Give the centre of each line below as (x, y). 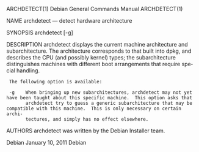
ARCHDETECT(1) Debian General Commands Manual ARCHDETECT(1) (95, 9)
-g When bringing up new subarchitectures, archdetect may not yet (100, 93)
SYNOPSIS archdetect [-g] (40, 32)
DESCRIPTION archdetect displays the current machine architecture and (97, 44)
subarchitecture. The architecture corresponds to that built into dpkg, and (99, 51)
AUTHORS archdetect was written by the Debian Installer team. (86, 131)
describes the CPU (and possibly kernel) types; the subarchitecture (91, 57)
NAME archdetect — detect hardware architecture (69, 21)
